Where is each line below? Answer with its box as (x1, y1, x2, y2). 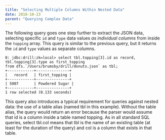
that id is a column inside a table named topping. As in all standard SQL (5, 114, 150, 120)
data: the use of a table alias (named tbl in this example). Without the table (5, 104, 157, 110)
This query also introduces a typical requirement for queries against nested (5, 98, 159, 104)
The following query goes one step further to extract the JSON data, (5, 30, 144, 36)
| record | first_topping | (5, 73, 72, 78)
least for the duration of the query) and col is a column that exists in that (5, 125, 152, 131)
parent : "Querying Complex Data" (5, 16, 74, 21)
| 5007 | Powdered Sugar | (5, 81, 74, 87)
